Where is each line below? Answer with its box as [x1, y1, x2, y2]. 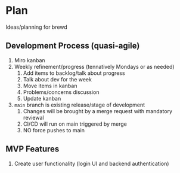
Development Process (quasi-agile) [5, 41, 140, 51]
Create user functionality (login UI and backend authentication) [14, 160, 169, 167]
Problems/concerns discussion [23, 88, 100, 96]
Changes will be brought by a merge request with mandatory [23, 107, 173, 114]
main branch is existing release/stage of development [14, 101, 145, 108]
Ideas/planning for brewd [5, 23, 68, 31]
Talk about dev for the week [23, 75, 92, 83]
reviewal [23, 114, 44, 121]
